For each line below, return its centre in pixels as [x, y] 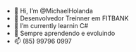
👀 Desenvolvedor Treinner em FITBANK [71, 18]
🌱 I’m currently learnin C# [51, 26]
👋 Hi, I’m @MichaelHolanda [54, 11]
